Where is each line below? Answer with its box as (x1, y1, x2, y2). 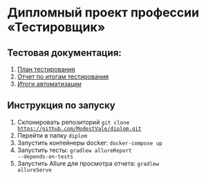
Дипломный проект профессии (7, 5, 199, 21)
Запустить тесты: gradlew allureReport (17, 146, 133, 154)
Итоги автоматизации (17, 80, 82, 87)
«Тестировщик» (7, 19, 106, 35)
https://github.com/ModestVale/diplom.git (17, 125, 142, 132)
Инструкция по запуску (7, 100, 115, 112)
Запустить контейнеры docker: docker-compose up (17, 138, 162, 147)
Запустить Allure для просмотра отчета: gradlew (17, 159, 159, 167)
